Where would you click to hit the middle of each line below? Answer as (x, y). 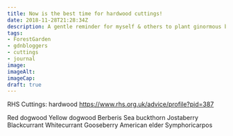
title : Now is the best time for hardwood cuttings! (85, 14)
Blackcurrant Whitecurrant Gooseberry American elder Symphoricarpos (110, 125)
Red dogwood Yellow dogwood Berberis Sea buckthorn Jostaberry (103, 118)
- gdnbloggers (28, 46)
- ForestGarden (29, 40)
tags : (15, 33)
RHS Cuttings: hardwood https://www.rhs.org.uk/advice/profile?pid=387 (111, 104)
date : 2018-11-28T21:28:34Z (48, 20)
